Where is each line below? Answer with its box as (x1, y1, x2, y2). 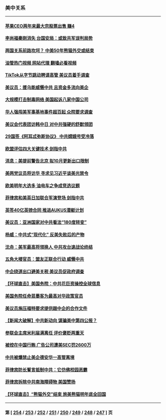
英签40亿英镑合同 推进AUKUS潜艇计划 (5, 207, 84, 213)
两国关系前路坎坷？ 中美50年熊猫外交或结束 (5, 48, 94, 54)
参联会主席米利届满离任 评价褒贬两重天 (5, 330, 84, 336)
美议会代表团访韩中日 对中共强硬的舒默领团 (5, 121, 93, 127)
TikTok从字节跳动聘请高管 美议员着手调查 (5, 72, 90, 78)
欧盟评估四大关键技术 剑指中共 (5, 145, 67, 152)
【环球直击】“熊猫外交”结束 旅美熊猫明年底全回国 (5, 391, 106, 397)
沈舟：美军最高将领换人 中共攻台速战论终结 (5, 244, 93, 250)
